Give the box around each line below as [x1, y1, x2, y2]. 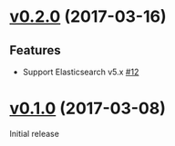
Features [9, 43, 61, 58]
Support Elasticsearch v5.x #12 [22, 66, 139, 77]
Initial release [9, 128, 59, 139]
